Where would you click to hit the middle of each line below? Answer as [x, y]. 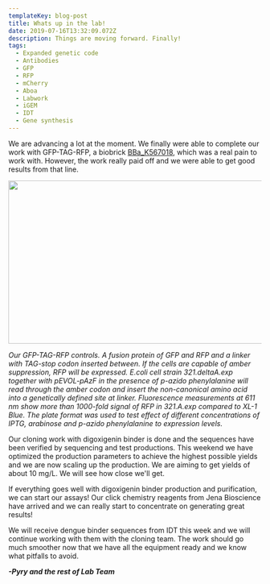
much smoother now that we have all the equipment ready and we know [128, 547]
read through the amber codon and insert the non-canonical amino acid [128, 389]
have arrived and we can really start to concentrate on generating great [127, 506]
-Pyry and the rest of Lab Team [61, 571]
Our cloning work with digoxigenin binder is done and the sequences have [131, 439]
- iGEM [27, 106]
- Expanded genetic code [57, 53]
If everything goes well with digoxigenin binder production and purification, [133, 489]
